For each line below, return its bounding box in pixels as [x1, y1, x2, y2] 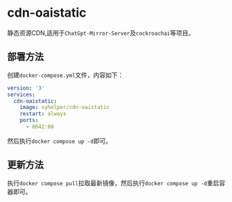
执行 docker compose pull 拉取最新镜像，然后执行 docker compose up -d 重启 [7, 178, 220, 187]
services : [7, 91, 36, 98]
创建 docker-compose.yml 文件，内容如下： [7, 71, 124, 79]
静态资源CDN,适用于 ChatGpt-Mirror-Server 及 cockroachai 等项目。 [7, 28, 195, 37]
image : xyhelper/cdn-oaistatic [19, 104, 110, 111]
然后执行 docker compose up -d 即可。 [7, 137, 112, 145]
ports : [19, 117, 39, 124]
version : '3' [7, 85, 45, 92]
